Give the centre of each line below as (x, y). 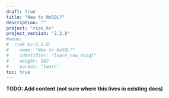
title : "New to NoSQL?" (36, 17)
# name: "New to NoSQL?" (41, 50)
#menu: (14, 39)
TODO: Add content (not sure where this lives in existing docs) (84, 89)
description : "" (26, 22)
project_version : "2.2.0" (38, 34)
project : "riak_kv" (30, 28)
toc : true (18, 72)
